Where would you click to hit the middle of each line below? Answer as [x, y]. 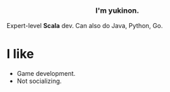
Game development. [46, 74]
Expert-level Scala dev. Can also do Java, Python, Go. [85, 26]
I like [20, 54]
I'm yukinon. [117, 11]
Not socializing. [39, 81]
